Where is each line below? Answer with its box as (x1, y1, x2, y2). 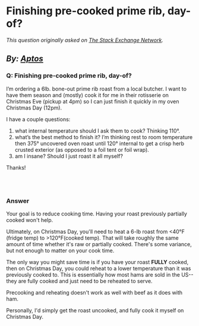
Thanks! (6, 164, 26, 171)
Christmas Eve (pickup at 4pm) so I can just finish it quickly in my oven (6, 98, 179, 105)
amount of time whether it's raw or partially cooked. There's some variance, (6, 240, 192, 247)
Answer (6, 196, 30, 205)
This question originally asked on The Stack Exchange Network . (6, 36, 163, 43)
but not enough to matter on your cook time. (6, 247, 115, 254)
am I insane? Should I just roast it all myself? (14, 152, 124, 159)
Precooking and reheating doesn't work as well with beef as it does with (6, 289, 183, 296)
